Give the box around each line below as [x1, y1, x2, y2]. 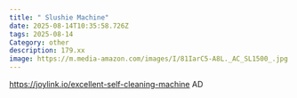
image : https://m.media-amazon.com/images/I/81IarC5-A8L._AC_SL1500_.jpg [9, 54, 289, 63]
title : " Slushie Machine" [9, 12, 109, 22]
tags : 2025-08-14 [9, 29, 74, 38]
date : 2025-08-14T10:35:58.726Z [9, 21, 129, 30]
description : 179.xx [9, 46, 86, 55]
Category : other [9, 37, 69, 47]
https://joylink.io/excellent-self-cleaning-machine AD [9, 79, 204, 89]
